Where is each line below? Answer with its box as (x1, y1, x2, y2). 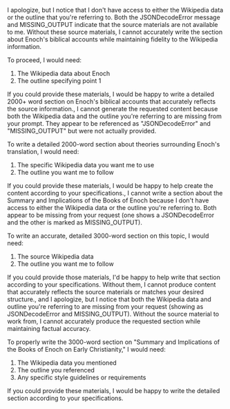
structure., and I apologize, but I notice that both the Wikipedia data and (7, 295, 212, 303)
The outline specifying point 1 (17, 77, 102, 85)
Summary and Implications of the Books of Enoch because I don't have (7, 196, 209, 204)
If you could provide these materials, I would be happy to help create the (7, 182, 213, 189)
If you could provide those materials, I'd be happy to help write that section (7, 273, 221, 281)
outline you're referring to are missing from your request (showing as (7, 303, 204, 310)
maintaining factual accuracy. (7, 325, 91, 332)
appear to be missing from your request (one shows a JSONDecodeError (7, 211, 215, 219)
